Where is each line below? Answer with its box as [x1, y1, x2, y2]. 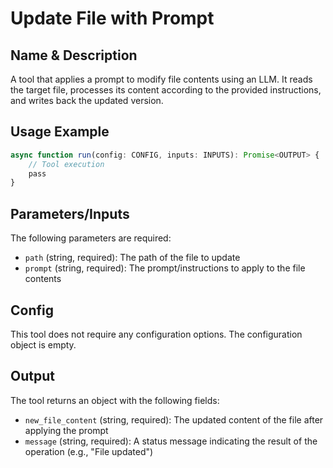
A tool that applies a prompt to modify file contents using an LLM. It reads [10, 73, 313, 85]
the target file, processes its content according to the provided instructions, [10, 84, 322, 96]
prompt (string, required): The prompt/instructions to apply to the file [24, 262, 306, 274]
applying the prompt [24, 424, 109, 436]
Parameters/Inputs [10, 205, 130, 222]
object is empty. [10, 338, 77, 351]
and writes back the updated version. [10, 95, 164, 106]
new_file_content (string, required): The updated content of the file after [24, 413, 324, 426]
